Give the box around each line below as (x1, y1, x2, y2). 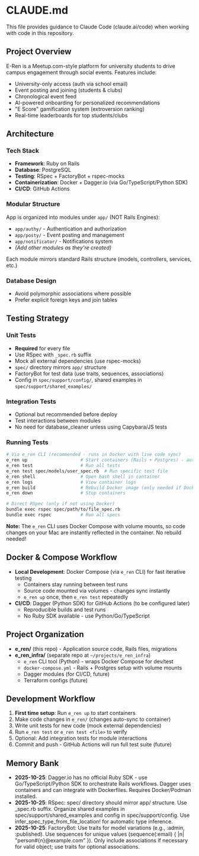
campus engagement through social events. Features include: (6, 69, 157, 76)
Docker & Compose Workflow (6, 552, 117, 563)
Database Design (6, 276, 57, 285)
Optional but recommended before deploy (14, 411, 117, 418)
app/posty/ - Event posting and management (14, 231, 124, 238)
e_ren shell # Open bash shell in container (6, 474, 161, 480)
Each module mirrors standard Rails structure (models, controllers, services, (6, 255, 192, 263)
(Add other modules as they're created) (14, 244, 112, 251)
